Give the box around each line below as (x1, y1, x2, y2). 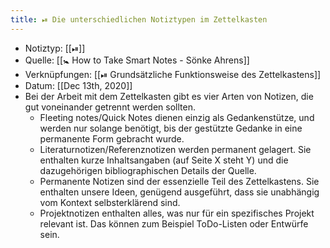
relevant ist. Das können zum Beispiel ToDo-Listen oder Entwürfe (39, 217, 309, 230)
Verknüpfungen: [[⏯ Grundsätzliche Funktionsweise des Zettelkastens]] (24, 68, 322, 80)
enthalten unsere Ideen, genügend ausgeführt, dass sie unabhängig (39, 186, 320, 198)
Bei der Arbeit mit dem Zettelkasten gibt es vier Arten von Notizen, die (24, 90, 314, 102)
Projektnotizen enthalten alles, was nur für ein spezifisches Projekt (39, 207, 315, 219)
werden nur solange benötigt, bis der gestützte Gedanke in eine (39, 122, 303, 134)
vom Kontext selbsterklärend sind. (39, 196, 181, 208)
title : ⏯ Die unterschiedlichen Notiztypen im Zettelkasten (10, 14, 268, 25)
